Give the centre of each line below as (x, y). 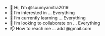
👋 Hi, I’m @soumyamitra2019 (39, 8)
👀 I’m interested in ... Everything (42, 13)
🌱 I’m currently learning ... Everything (48, 18)
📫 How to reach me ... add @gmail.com (51, 28)
